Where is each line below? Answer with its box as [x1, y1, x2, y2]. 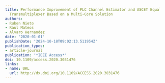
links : [5, 62, 19, 66]
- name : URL [5, 66, 29, 71]
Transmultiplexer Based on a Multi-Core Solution [9, 12, 113, 17]
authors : [5, 16, 23, 21]
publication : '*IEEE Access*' [5, 52, 67, 58]
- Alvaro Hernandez [5, 30, 45, 35]
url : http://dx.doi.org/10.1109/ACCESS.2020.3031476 [9, 71, 120, 76]
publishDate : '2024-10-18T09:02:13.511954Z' [5, 39, 98, 44]
